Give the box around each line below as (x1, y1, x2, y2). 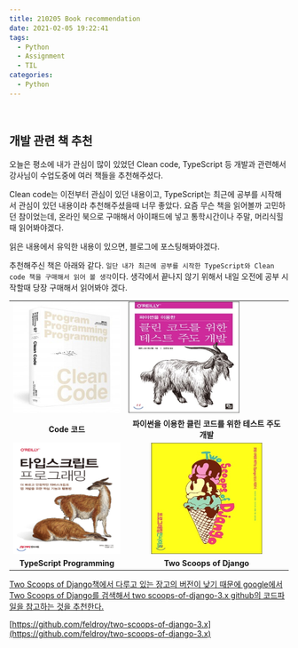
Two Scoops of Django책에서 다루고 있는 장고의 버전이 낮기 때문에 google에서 (9, 579, 284, 589)
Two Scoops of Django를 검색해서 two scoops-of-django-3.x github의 (9, 589, 262, 600)
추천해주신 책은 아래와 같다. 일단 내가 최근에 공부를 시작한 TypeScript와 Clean (9, 260, 275, 270)
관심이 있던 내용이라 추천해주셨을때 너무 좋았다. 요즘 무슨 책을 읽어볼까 (18, 200, 263, 211)
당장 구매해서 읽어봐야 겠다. (32, 282, 128, 292)
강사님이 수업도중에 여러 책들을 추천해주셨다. (9, 170, 164, 180)
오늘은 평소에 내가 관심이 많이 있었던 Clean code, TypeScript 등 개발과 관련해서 (9, 158, 286, 169)
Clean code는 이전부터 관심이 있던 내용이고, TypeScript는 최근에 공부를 (9, 188, 259, 199)
